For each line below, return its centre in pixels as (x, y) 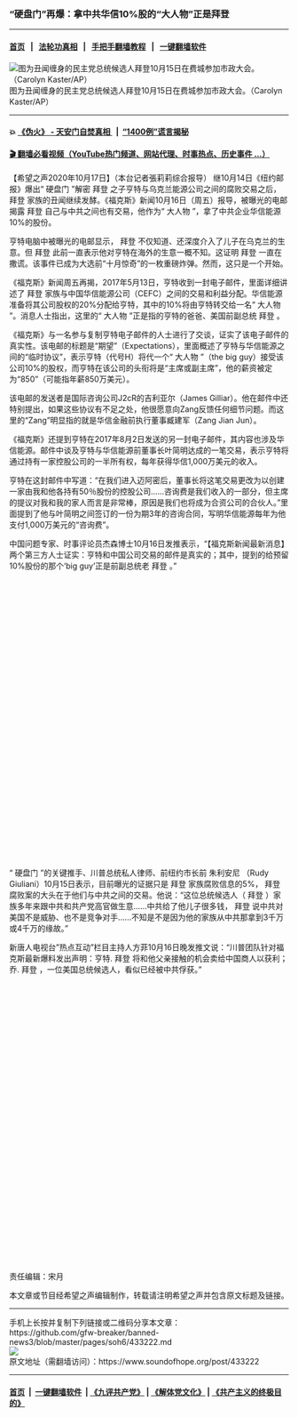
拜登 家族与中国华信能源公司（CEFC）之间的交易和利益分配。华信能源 (155, 294)
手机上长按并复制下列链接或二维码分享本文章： (94, 1323)
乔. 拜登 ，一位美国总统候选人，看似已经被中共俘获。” (106, 970)
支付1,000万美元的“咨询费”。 (62, 525)
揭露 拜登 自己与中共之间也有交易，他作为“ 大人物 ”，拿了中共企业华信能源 (145, 212)
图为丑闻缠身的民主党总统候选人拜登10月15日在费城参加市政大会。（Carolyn (146, 90)
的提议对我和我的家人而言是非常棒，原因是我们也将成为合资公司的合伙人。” (145, 503)
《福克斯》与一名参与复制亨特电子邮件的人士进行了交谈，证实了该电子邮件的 (149, 334)
